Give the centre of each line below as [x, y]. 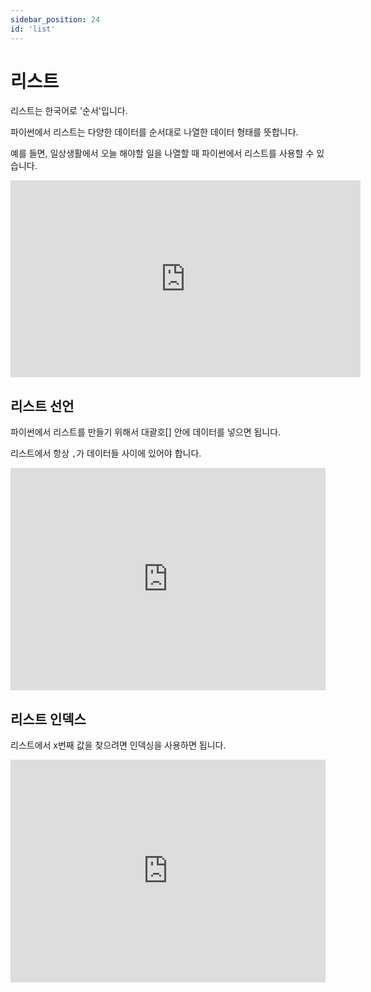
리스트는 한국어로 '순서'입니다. [69, 111]
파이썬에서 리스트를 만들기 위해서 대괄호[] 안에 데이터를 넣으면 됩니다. [146, 432]
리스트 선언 [42, 406]
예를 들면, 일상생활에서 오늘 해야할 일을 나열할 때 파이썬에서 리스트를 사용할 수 [162, 153]
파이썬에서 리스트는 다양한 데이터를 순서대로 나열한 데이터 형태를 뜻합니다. [154, 132]
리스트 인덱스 [48, 719]
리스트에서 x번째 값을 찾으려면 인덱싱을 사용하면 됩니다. [118, 745]
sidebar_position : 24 [55, 19]
